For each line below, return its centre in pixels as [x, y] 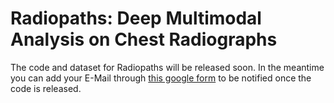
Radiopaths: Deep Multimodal [136, 18]
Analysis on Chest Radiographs [144, 39]
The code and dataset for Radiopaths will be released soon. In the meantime [167, 67]
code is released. [46, 88]
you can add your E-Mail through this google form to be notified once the [161, 78]
